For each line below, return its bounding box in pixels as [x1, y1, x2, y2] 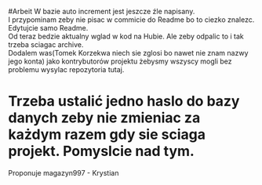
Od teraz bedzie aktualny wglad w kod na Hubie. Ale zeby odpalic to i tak [8, 31, 245, 41]
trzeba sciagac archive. [8, 40, 84, 49]
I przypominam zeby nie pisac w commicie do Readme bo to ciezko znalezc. [8, 15, 255, 24]
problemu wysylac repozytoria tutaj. [8, 65, 125, 74]
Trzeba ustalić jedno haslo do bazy [8, 92, 240, 111]
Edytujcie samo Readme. [8, 24, 89, 32]
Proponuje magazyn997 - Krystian [8, 168, 119, 177]
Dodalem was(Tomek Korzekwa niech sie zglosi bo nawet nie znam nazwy [8, 49, 249, 57]
